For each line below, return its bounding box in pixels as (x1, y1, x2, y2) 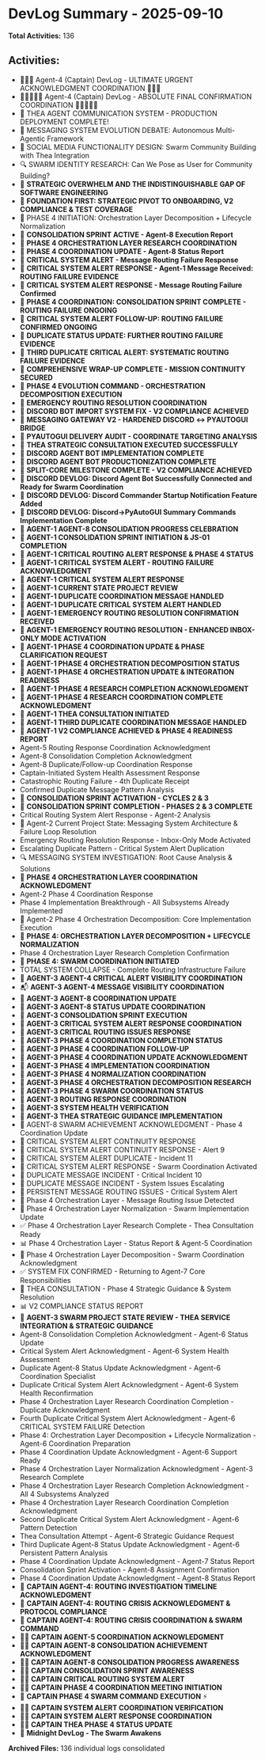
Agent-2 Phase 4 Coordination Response (19, 889, 153, 898)
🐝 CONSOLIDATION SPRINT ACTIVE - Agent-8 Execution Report (19, 230, 233, 239)
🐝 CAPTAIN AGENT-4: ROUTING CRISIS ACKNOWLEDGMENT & (19, 1598, 231, 1607)
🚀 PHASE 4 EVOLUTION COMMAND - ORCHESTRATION (19, 381, 206, 390)
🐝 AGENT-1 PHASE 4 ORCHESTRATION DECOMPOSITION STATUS (19, 658, 240, 668)
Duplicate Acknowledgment (19, 1405, 111, 1414)
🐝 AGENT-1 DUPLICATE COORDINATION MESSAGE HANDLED (19, 591, 224, 601)
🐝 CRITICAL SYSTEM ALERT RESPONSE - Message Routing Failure (19, 280, 243, 290)
